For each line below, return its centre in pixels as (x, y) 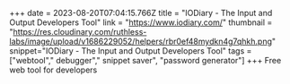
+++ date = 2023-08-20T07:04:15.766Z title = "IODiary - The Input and (141, 13)
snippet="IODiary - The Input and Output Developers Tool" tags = (131, 51)
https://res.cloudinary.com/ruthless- (80, 32)
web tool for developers (53, 70)
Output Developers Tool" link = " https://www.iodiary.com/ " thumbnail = (141, 22)
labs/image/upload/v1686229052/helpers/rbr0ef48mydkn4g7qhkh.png (141, 41)
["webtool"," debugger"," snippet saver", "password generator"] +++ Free (145, 60)
